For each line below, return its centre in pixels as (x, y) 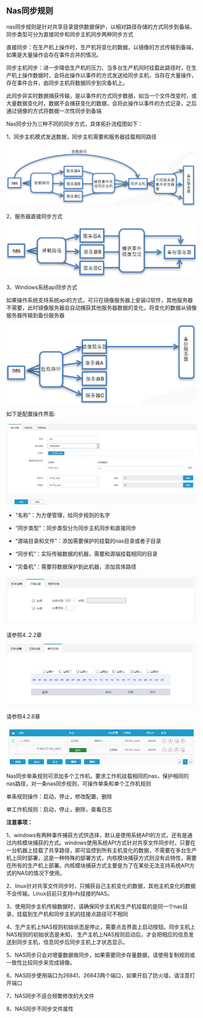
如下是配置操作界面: (31, 414)
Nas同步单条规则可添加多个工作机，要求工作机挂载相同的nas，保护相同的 (98, 776)
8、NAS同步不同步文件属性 (40, 1009)
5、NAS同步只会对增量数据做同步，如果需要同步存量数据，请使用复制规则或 (101, 955)
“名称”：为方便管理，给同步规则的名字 (63, 515)
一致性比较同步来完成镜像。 (41, 963)
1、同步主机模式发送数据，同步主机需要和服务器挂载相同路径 (82, 137)
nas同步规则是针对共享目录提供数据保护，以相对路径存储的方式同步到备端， (101, 27)
